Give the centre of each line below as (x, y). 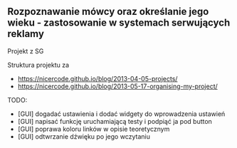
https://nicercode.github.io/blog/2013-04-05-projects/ (98, 78)
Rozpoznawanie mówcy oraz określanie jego (108, 12)
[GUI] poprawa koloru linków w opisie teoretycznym (94, 129)
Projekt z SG (26, 51)
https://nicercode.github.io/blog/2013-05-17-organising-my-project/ (118, 86)
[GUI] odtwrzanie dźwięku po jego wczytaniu (84, 136)
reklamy (26, 34)
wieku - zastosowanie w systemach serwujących (119, 23)
